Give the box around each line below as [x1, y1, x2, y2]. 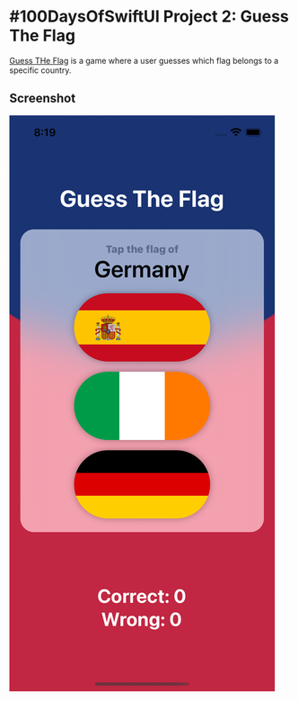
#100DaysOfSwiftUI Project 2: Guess [9, 6, 290, 27]
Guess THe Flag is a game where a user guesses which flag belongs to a [9, 55, 279, 66]
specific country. [9, 65, 72, 76]
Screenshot [9, 91, 76, 106]
